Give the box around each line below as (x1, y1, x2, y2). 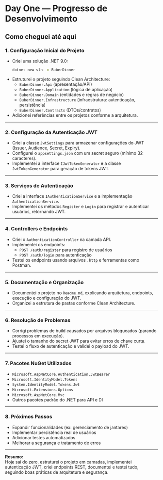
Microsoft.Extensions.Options (12, 387, 74, 392)
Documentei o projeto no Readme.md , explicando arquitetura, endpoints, (12, 289, 154, 296)
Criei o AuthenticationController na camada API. (12, 236, 112, 242)
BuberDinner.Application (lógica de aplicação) (19, 86, 113, 92)
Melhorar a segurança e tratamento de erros (12, 440, 101, 446)
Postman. (12, 262, 32, 268)
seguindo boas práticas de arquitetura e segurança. (5, 469, 109, 475)
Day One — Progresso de (5, 3, 108, 14)
